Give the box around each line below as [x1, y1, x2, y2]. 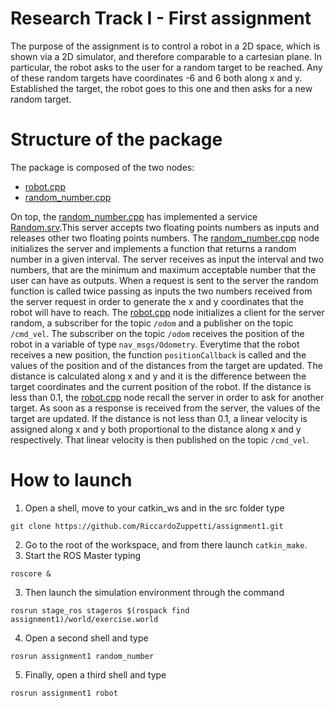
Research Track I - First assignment [10, 7, 312, 30]
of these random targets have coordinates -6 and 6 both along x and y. [10, 72, 303, 84]
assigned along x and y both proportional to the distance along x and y [10, 423, 302, 435]
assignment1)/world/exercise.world [10, 614, 159, 624]
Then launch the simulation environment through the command [24, 586, 285, 598]
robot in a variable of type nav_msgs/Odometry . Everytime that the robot [10, 338, 300, 350]
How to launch [10, 469, 133, 492]
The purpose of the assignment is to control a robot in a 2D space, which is [10, 40, 321, 52]
